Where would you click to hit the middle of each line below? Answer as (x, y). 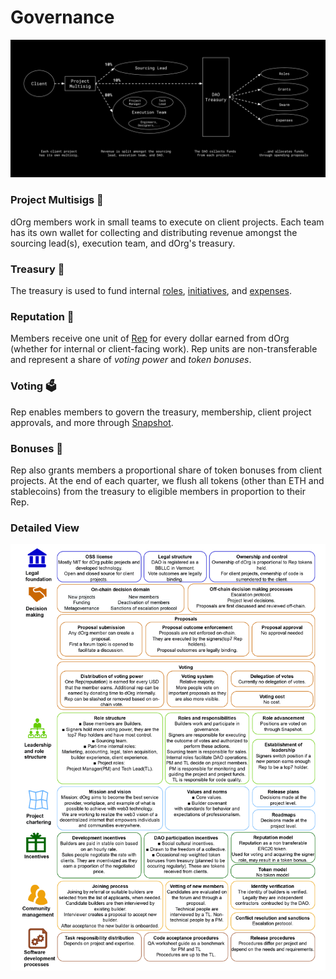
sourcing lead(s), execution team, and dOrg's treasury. (123, 243)
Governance (62, 17)
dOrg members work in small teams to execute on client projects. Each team (167, 222)
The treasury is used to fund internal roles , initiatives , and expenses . (151, 291)
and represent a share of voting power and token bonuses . (131, 360)
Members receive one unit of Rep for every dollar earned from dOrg (150, 338)
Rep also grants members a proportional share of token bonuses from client (166, 470)
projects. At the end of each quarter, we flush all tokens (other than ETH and (167, 480)
